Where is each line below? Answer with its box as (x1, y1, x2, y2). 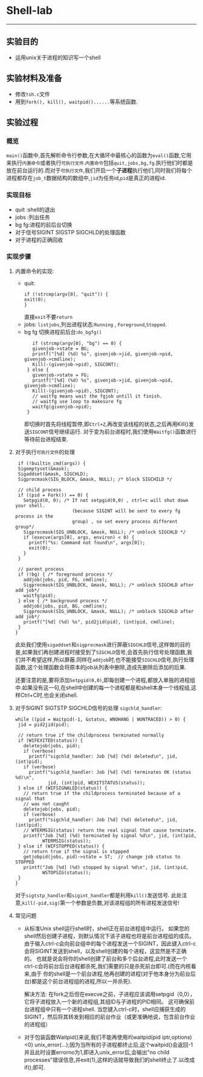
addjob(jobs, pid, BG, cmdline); (23, 603, 108, 609)
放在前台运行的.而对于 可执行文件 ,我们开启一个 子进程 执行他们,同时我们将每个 (6, 167, 192, 174)
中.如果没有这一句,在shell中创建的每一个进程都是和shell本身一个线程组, (14, 684, 192, 691)
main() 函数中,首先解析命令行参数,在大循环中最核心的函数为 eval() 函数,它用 (6, 152, 192, 159)
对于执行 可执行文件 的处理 (14, 448, 76, 455)
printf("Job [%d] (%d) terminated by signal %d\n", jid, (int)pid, (23, 832, 197, 838)
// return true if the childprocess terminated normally (18, 732, 164, 738)
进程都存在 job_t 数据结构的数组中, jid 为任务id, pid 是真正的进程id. (6, 175, 166, 182)
